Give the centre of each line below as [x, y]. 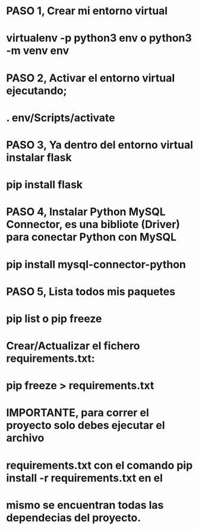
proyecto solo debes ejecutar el [86, 425]
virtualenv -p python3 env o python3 [99, 38]
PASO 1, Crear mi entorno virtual [87, 11]
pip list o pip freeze [54, 318]
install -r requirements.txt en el [85, 478]
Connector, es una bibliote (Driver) [93, 225]
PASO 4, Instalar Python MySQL [86, 212]
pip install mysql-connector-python [96, 264]
